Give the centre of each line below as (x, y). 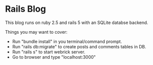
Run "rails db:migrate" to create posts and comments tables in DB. (79, 46)
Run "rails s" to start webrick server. (49, 52)
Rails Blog (25, 9)
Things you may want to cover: (36, 32)
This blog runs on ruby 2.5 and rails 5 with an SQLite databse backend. (77, 22)
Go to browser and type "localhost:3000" (54, 57)
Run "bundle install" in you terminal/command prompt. (67, 41)
